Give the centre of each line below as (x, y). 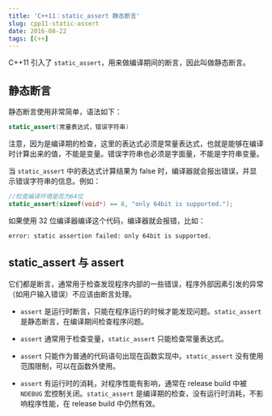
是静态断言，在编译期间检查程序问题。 (84, 321)
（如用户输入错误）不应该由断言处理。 (72, 294)
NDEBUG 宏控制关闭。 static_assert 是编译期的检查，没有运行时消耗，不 (138, 393)
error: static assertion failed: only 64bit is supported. (110, 236)
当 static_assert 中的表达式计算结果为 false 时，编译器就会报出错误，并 (129, 170)
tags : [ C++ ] (28, 39)
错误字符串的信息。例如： (58, 181)
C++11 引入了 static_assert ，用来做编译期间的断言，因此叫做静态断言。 (130, 62)
